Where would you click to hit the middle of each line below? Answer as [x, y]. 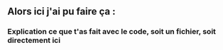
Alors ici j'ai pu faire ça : [61, 12]
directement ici [34, 40]
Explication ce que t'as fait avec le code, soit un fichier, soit [112, 32]
